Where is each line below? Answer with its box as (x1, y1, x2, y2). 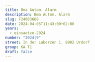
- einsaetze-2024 (9, 30, 46, 35)
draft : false (5, 49, 32, 54)
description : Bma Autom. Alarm (5, 12, 70, 17)
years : (5, 26, 19, 31)
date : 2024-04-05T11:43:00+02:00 (5, 21, 75, 26)
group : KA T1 (5, 44, 32, 49)
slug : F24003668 (5, 16, 39, 21)
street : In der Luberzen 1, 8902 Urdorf (5, 40, 91, 45)
